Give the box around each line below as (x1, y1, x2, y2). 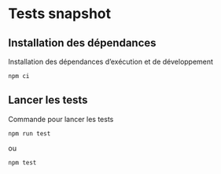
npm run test (8, 129, 51, 138)
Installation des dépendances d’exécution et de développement (8, 57, 214, 66)
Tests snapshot (8, 5, 112, 23)
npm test (8, 158, 37, 166)
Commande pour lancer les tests (8, 114, 114, 124)
